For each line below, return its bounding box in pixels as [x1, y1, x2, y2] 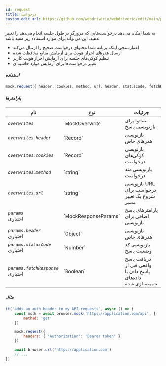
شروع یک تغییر [125, 193, 155, 200]
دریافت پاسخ [125, 255, 152, 262]
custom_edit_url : [5, 16, 41, 21]
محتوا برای [125, 117, 147, 124]
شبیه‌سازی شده [125, 280, 157, 287]
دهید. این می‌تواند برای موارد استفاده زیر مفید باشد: [5, 35, 100, 41]
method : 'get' [23, 316, 52, 321]
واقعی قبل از [125, 262, 152, 269]
